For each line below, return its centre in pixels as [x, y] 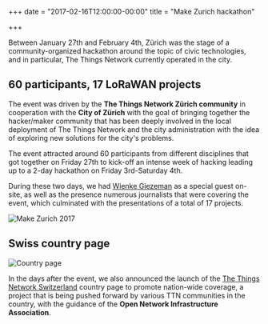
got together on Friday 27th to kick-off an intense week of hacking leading [131, 162]
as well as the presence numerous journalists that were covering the [136, 194]
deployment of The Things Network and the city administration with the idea [134, 129]
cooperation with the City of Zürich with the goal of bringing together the [129, 112]
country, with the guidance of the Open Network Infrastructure [113, 304]
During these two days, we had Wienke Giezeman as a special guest [121, 186]
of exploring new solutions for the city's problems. [91, 138]
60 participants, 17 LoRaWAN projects [105, 84]
